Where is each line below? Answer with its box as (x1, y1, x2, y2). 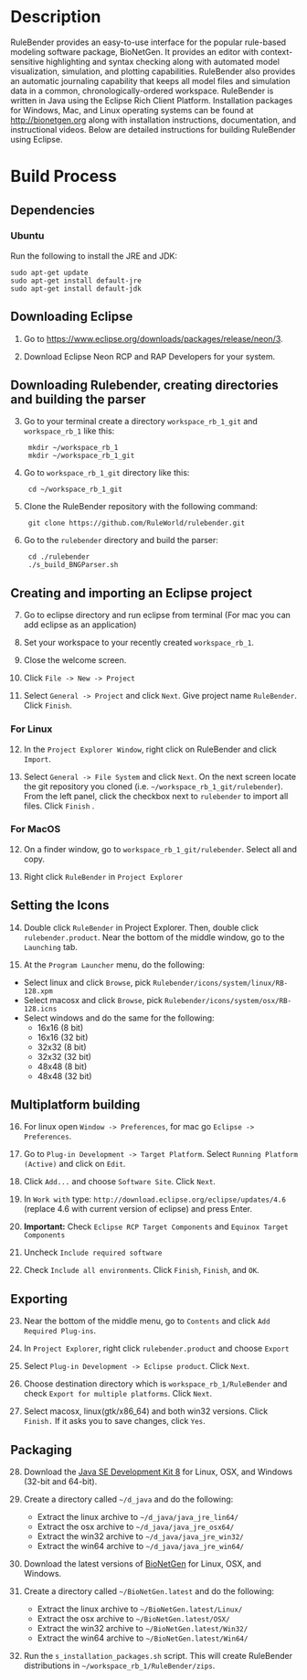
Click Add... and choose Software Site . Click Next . (23, 1176, 216, 1187)
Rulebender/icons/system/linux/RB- (153, 979, 289, 988)
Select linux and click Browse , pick (23, 977, 152, 988)
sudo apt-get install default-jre (10, 276, 143, 285)
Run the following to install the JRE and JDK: (10, 250, 177, 262)
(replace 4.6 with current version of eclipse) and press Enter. (23, 1204, 253, 1215)
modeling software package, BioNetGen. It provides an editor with (10, 46, 259, 57)
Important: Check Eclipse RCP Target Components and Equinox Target (23, 1221, 289, 1232)
